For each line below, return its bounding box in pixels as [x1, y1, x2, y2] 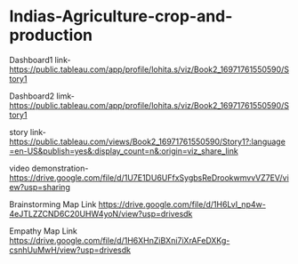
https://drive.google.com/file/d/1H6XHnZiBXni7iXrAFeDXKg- [9, 235, 230, 245]
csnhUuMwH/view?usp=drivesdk [9, 244, 132, 255]
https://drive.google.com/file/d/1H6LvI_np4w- [98, 198, 267, 210]
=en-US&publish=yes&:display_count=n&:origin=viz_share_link [9, 145, 238, 156]
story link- [9, 126, 47, 137]
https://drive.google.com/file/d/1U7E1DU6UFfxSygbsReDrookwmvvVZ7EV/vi [9, 172, 289, 183]
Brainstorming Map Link [9, 198, 97, 210]
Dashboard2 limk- [9, 91, 76, 101]
